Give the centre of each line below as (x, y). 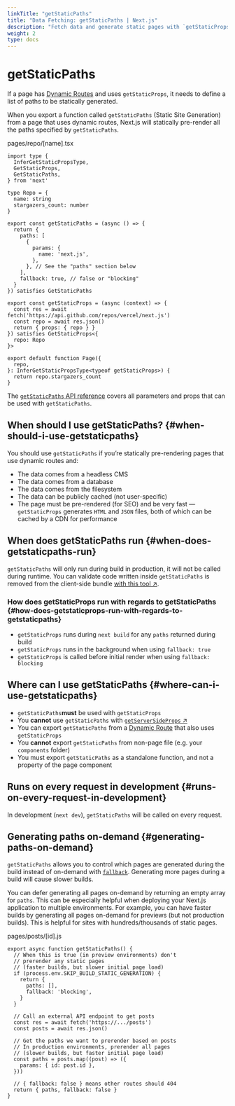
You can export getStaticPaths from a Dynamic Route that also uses (116, 727)
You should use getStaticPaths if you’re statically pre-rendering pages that (116, 453)
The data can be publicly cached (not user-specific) (92, 496)
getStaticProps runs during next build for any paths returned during (116, 634)
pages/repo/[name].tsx (41, 144)
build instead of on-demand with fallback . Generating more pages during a (116, 872)
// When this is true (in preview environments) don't (95, 955)
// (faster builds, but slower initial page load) (89, 967)
